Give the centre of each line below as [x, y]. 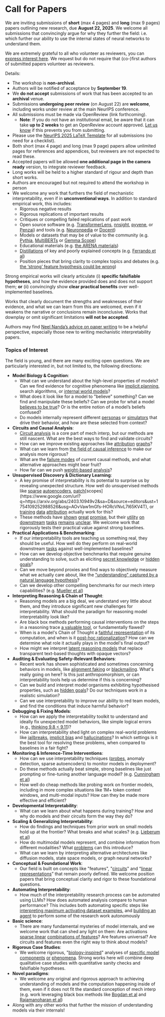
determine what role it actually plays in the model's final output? [84, 643]
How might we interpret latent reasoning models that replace [81, 648]
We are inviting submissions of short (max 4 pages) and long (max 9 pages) [82, 23]
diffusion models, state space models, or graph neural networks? [85, 858]
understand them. [23, 43]
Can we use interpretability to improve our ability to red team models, [90, 701]
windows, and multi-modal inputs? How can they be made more [84, 795]
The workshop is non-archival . [44, 83]
